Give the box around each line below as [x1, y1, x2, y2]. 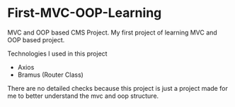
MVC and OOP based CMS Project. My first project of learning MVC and [7, 28, 217, 37]
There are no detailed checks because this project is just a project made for [7, 84, 228, 92]
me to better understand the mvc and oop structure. [7, 92, 159, 100]
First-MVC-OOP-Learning [7, 5, 162, 21]
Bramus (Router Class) [17, 70, 84, 79]
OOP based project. [7, 35, 65, 44]
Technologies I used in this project [7, 49, 108, 58]
